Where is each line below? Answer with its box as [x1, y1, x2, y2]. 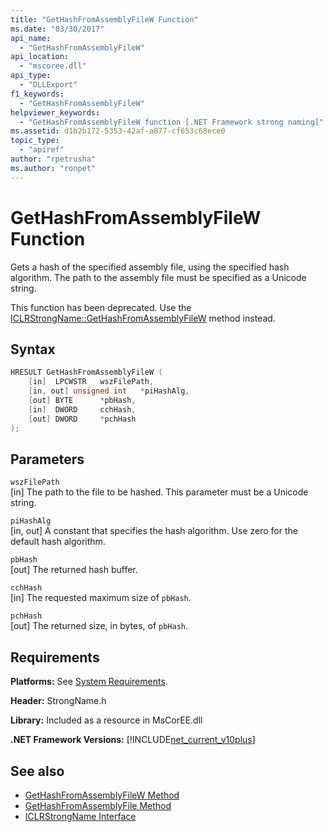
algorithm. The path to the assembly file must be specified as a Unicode [10, 271, 307, 283]
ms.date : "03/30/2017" [10, 24, 105, 34]
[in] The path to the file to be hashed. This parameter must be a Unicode [10, 486, 309, 498]
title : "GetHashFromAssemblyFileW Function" [10, 14, 199, 25]
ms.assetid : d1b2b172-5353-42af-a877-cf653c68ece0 [10, 126, 226, 136]
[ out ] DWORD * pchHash [28, 414, 137, 424]
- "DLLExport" [19, 80, 78, 90]
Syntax [10, 341, 56, 358]
